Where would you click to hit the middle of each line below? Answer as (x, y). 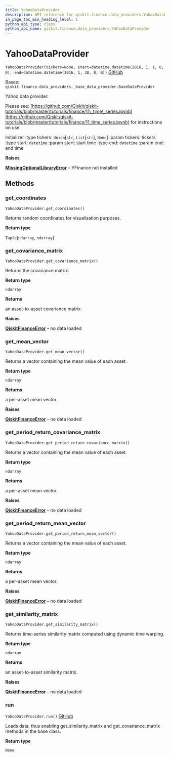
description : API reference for (39, 15)
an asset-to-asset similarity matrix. (41, 672)
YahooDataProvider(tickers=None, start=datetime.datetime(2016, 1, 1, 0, (85, 67)
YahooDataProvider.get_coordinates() (45, 208)
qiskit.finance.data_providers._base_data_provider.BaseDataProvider (80, 87)
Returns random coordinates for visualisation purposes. (63, 218)
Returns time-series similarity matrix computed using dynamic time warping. (85, 634)
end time (14, 148)
